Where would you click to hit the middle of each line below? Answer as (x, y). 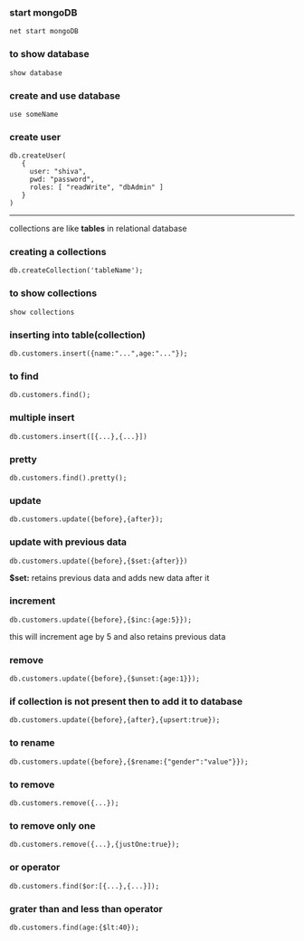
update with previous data (68, 542)
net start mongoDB (44, 32)
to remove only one (53, 825)
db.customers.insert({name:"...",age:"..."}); (99, 354)
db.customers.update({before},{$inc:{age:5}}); (101, 620)
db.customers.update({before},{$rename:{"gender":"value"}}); (129, 762)
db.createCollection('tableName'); (76, 271)
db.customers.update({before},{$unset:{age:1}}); (105, 679)
